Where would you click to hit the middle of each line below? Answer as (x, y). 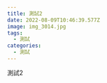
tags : (15, 33)
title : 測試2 (25, 13)
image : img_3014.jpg (37, 26)
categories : (24, 46)
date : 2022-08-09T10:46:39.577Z (53, 20)
